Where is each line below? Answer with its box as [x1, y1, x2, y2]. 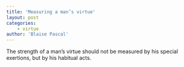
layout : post [6, 14, 39, 21]
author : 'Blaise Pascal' [6, 31, 69, 37]
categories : [6, 20, 36, 26]
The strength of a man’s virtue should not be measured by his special [6, 48, 179, 55]
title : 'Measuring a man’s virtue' [6, 8, 96, 15]
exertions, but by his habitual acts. [6, 54, 92, 62]
